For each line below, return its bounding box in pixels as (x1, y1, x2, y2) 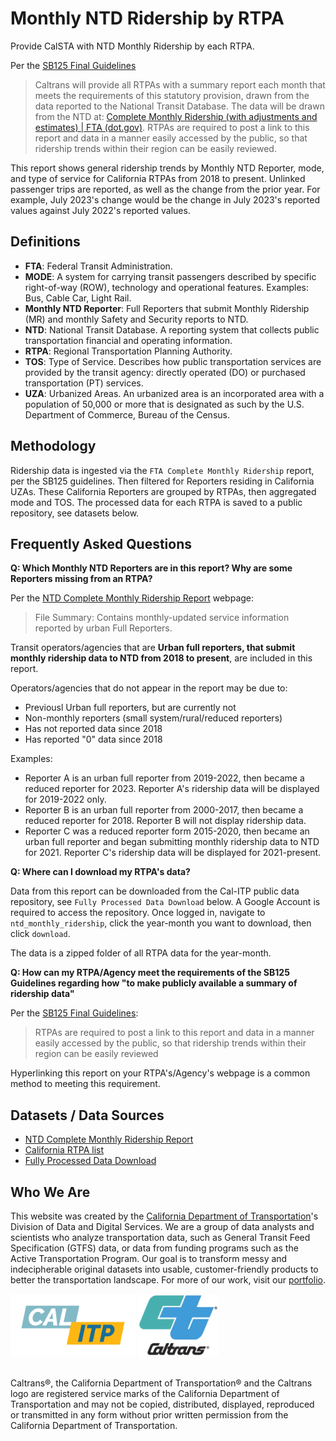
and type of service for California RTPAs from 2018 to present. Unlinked (10, 172, 306, 184)
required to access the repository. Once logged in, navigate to (10, 907, 266, 919)
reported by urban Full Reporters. (34, 622, 173, 634)
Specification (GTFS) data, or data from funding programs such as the (10, 1242, 299, 1254)
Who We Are (10, 1183, 91, 1201)
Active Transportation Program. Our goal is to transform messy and (10, 1253, 288, 1264)
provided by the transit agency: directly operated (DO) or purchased (24, 366, 306, 378)
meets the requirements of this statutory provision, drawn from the (34, 89, 310, 101)
